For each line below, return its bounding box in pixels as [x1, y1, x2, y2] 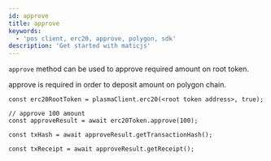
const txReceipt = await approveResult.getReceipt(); [8, 145, 195, 154]
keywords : [8, 27, 42, 35]
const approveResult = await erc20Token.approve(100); [8, 117, 199, 125]
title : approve [8, 19, 60, 28]
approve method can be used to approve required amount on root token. [8, 64, 250, 74]
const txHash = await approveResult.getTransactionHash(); [8, 131, 213, 139]
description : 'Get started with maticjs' [8, 42, 151, 50]
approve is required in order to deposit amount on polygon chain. [8, 80, 226, 90]
